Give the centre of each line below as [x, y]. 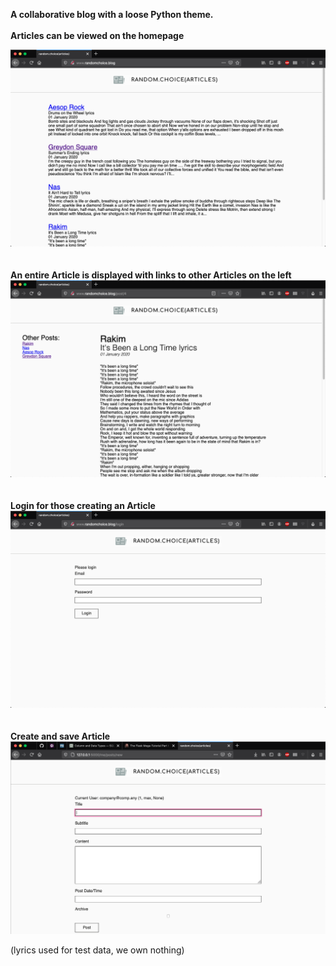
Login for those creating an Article [83, 505]
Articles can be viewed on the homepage [97, 35]
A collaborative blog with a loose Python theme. [112, 14]
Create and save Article [60, 736]
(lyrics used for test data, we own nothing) [97, 950]
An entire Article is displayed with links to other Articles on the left [151, 275]
